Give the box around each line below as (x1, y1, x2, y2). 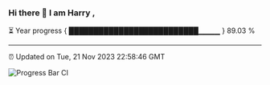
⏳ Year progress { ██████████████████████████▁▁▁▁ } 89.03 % (8, 26, 256, 35)
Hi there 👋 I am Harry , (8, 7, 96, 18)
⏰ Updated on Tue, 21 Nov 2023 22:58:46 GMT (8, 52, 166, 62)
